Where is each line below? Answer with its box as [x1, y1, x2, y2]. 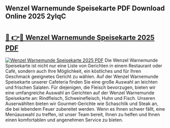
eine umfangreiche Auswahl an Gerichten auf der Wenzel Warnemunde [5, 90, 155, 96]
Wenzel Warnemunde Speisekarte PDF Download [5, 4, 165, 13]
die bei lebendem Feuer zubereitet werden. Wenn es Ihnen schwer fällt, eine [5, 106, 165, 112]
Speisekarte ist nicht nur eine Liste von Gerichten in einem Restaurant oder [5, 63, 162, 68]
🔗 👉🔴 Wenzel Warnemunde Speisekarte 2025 [5, 33, 155, 42]
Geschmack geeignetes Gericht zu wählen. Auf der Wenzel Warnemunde [5, 73, 159, 80]
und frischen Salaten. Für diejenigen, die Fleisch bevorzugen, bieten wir [5, 84, 156, 90]
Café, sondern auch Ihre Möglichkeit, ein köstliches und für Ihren [5, 68, 141, 74]
